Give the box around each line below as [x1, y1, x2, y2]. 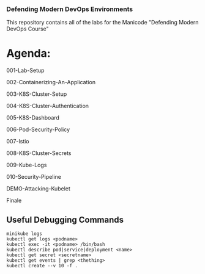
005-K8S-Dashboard [6, 114, 60, 121]
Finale [6, 197, 22, 204]
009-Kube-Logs [6, 161, 47, 169]
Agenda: [6, 46, 51, 60]
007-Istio [6, 138, 29, 145]
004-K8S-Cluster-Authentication [6, 103, 89, 110]
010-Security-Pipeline [6, 173, 61, 181]
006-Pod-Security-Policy [6, 126, 70, 133]
